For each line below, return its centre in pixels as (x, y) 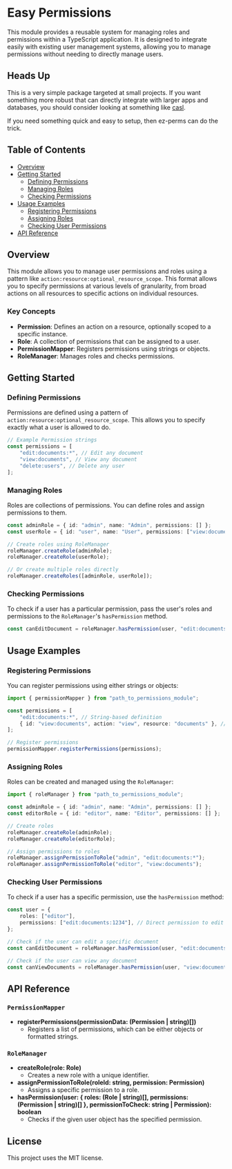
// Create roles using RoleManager (58, 544)
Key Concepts (31, 311)
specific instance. (42, 334)
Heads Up (29, 76)
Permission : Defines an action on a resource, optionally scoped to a (114, 327)
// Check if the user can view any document (72, 961)
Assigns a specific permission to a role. (83, 1090)
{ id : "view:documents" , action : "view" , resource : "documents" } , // (123, 724)
